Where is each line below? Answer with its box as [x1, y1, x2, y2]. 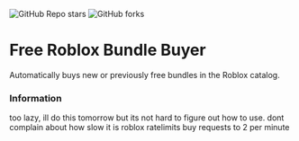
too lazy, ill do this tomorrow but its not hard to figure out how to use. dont [9, 112, 285, 123]
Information [9, 92, 62, 104]
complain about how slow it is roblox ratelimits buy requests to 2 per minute [9, 122, 290, 133]
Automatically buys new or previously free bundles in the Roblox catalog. [9, 69, 281, 80]
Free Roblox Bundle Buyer [9, 40, 206, 60]
